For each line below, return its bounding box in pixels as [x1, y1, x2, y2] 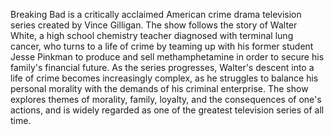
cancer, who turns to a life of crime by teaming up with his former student [10, 40, 314, 52]
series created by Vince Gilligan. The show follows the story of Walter [10, 19, 298, 31]
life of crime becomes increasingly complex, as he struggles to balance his [10, 72, 319, 84]
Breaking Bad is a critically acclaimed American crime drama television [10, 9, 302, 20]
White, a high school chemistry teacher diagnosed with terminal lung [10, 30, 294, 41]
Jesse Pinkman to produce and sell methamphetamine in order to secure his [10, 51, 325, 63]
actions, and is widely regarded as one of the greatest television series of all [10, 104, 325, 116]
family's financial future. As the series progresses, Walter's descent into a [10, 62, 315, 73]
